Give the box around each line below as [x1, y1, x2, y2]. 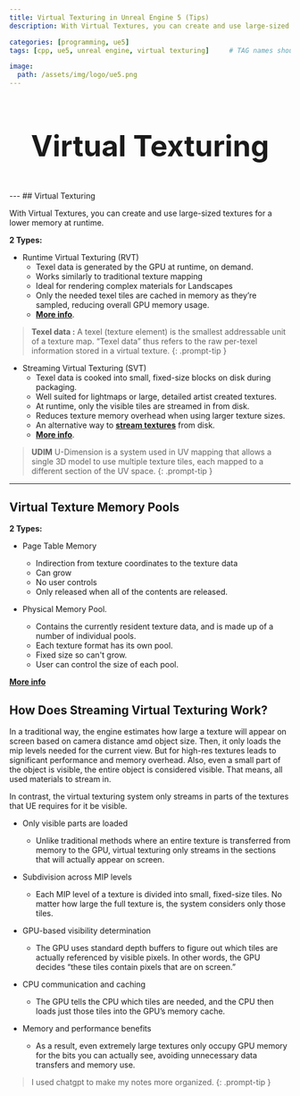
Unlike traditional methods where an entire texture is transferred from [35, 836, 291, 846]
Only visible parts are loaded [21, 818, 129, 828]
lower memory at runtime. [9, 217, 104, 228]
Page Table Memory [21, 540, 97, 551]
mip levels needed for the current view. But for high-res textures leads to [9, 745, 277, 756]
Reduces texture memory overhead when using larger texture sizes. [35, 410, 286, 421]
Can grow [35, 567, 72, 578]
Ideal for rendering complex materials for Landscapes [35, 280, 234, 291]
